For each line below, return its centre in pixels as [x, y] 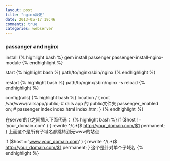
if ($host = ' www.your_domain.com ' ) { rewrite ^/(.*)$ [61, 142]
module [13, 63]
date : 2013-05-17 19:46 [30, 19]
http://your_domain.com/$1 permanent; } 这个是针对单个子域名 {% [74, 148]
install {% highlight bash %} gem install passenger [58, 57]
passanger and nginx [32, 47]
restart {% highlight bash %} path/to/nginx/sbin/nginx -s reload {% [75, 83]
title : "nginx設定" [25, 15]
